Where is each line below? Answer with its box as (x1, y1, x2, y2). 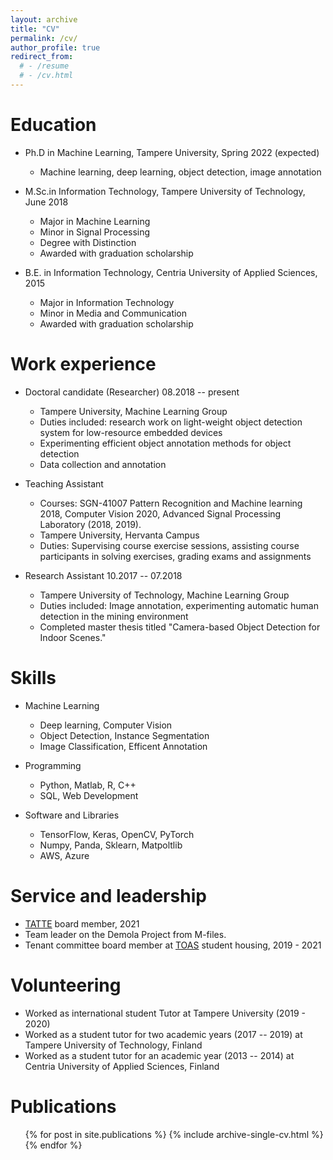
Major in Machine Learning (39, 215, 151, 227)
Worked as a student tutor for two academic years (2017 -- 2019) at (24, 1028, 303, 1040)
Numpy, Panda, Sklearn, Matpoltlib (39, 839, 183, 851)
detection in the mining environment (39, 610, 189, 622)
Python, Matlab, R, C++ (39, 779, 137, 791)
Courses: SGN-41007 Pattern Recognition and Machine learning (39, 497, 303, 509)
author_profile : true (10, 42, 101, 53)
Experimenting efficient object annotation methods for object (39, 437, 292, 449)
